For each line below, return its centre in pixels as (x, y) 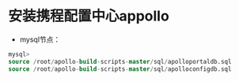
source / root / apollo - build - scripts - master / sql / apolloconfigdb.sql (120, 69)
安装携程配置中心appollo (89, 16)
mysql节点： (40, 39)
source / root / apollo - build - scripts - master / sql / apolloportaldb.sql (120, 61)
